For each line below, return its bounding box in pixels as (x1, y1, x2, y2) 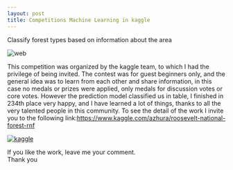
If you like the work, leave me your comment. (7, 148, 136, 156)
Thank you (7, 155, 38, 163)
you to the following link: (7, 113, 78, 122)
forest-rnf (7, 121, 35, 129)
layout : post (7, 10, 45, 17)
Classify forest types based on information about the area (7, 35, 172, 44)
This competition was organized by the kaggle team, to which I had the (7, 62, 209, 70)
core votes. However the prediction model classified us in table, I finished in (7, 91, 224, 100)
